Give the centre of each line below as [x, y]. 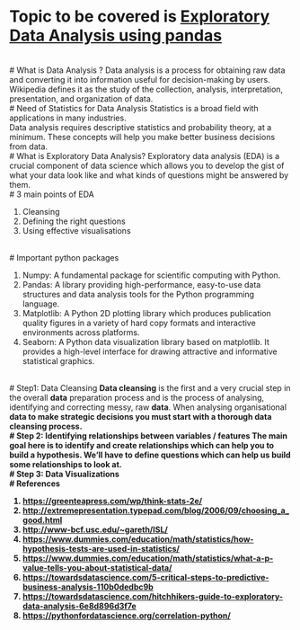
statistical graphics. [58, 360]
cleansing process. [46, 426]
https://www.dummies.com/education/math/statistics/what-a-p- [148, 558]
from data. [28, 146]
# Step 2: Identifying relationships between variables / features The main [149, 435]
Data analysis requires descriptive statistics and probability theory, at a [141, 127]
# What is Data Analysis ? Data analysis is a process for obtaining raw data [147, 70]
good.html [42, 519]
